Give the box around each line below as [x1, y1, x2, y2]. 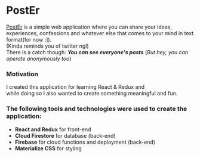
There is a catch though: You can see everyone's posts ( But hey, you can [6, 48, 189, 55]
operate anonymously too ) [6, 55, 72, 62]
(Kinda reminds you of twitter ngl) [6, 42, 89, 49]
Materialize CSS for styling [14, 144, 82, 152]
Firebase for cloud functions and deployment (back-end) [14, 138, 156, 145]
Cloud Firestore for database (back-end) [14, 132, 116, 139]
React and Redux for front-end [14, 126, 91, 133]
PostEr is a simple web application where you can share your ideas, [6, 23, 172, 30]
